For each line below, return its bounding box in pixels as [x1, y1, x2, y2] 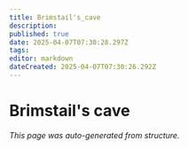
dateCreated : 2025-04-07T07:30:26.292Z [9, 63, 157, 72]
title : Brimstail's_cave [9, 12, 101, 22]
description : [9, 21, 58, 30]
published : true [9, 29, 69, 38]
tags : [9, 46, 29, 55]
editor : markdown [9, 54, 74, 63]
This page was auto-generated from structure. [9, 129, 180, 140]
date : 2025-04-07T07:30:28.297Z [9, 37, 129, 47]
